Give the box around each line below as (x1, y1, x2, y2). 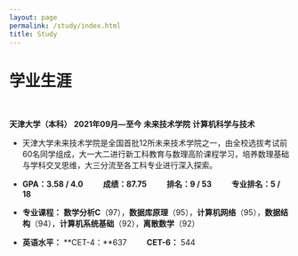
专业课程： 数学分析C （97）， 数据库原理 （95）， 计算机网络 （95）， (21, 207, 265, 218)
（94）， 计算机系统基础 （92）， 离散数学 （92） (29, 219, 200, 229)
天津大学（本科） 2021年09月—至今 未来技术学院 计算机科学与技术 (9, 119, 255, 130)
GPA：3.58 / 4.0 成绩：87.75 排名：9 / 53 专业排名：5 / (21, 179, 281, 189)
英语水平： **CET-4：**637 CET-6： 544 (21, 237, 196, 248)
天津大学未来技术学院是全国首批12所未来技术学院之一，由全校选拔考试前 (21, 138, 288, 148)
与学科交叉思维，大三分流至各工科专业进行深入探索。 (21, 160, 218, 171)
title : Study (9, 29, 58, 38)
